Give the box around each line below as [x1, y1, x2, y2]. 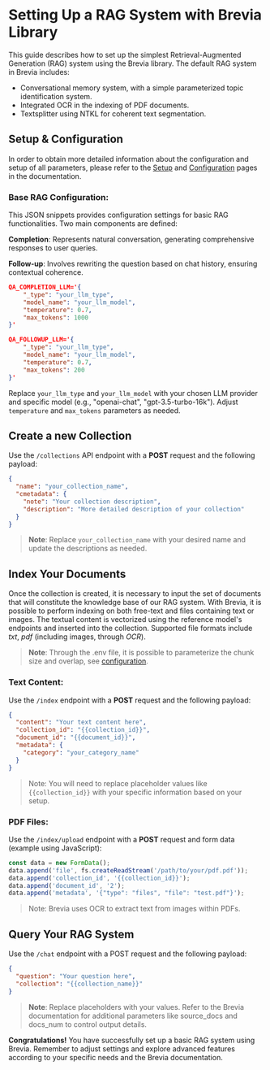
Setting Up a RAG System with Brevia [8, 6, 262, 24]
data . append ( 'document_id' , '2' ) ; [8, 881, 126, 889]
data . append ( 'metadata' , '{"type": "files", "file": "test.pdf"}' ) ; [8, 889, 245, 898]
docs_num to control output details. [28, 1019, 148, 1029]
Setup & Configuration [8, 133, 124, 146]
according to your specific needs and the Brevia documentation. [8, 1052, 223, 1062]
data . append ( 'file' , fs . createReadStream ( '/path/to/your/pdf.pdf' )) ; [8, 866, 249, 875]
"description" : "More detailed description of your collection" [23, 505, 245, 513]
